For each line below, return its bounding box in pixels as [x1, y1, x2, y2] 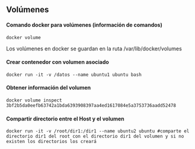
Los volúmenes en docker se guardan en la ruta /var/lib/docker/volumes [6, 45, 182, 52]
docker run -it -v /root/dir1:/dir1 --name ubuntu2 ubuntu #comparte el [6, 128, 190, 134]
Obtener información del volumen [6, 84, 91, 91]
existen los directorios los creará [6, 139, 97, 145]
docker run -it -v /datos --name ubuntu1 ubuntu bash [6, 71, 142, 78]
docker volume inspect [6, 97, 62, 103]
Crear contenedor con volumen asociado [6, 59, 110, 66]
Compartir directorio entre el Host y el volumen [6, 115, 124, 122]
